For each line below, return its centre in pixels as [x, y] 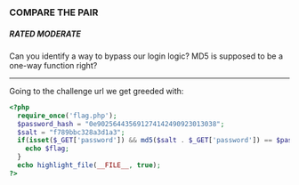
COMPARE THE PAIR [54, 12]
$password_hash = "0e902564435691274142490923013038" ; [121, 124]
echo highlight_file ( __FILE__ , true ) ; [89, 165]
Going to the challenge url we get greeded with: [97, 91]
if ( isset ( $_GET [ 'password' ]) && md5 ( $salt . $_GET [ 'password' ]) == [145, 141]
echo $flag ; [47, 149]
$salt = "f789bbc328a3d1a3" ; [71, 132]
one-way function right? [53, 65]
